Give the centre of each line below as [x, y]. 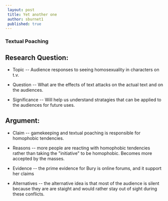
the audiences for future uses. [44, 105]
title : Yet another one [32, 15]
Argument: [23, 121]
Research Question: [37, 57]
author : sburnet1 [25, 19]
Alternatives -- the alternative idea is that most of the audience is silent [86, 183]
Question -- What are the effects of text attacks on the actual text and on [88, 84]
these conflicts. [28, 194]
